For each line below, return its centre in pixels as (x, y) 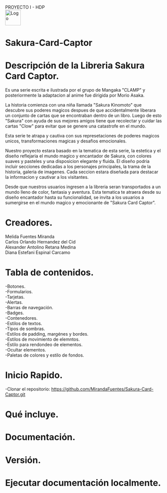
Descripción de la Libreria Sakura (75, 65)
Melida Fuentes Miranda (30, 237)
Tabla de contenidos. (49, 273)
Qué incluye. (32, 415)
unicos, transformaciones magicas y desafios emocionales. (66, 141)
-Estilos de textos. (24, 323)
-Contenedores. (21, 318)
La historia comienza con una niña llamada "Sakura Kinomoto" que (73, 105)
